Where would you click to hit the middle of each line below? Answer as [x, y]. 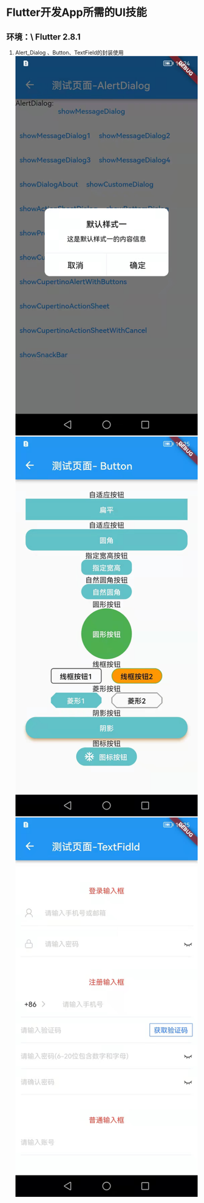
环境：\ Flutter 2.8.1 [43, 37]
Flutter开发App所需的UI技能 [77, 12]
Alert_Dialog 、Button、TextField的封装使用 [69, 53]
